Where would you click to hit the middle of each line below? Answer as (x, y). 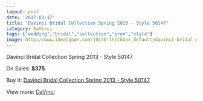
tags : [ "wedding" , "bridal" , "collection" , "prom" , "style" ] (79, 34)
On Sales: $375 (26, 69)
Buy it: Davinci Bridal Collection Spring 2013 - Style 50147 (78, 80)
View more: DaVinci (31, 92)
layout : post (23, 12)
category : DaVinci (29, 29)
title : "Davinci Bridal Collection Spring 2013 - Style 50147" (88, 23)
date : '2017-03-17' (31, 17)
